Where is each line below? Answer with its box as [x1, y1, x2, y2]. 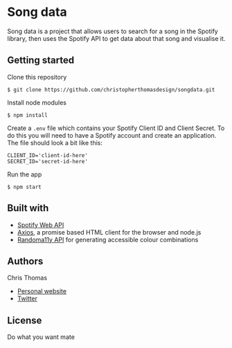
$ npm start [7, 183, 42, 190]
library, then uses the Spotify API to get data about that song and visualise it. [7, 34, 226, 42]
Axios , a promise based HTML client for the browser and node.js [17, 228, 202, 236]
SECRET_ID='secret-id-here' [7, 158, 89, 165]
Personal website [17, 287, 67, 295]
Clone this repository [7, 73, 67, 81]
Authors [7, 255, 44, 267]
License [7, 314, 42, 326]
